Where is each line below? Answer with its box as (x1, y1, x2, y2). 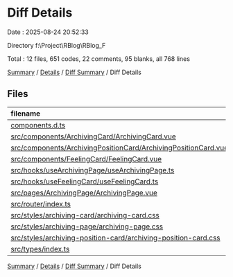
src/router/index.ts (10, 199, 71, 208)
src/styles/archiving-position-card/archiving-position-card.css (10, 233, 221, 242)
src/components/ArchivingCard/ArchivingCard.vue (10, 132, 177, 141)
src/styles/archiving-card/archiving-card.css (10, 210, 159, 220)
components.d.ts (10, 120, 66, 129)
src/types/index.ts (10, 244, 70, 253)
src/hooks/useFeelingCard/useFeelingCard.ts (10, 177, 159, 186)
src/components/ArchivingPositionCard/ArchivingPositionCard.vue (10, 143, 229, 152)
